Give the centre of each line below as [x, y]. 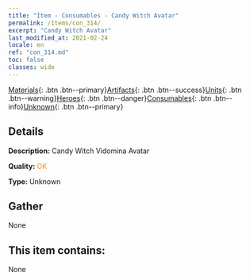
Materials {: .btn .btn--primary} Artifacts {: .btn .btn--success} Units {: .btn [125, 90]
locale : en [26, 45]
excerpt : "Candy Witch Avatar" [60, 30]
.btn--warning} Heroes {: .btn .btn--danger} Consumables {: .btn [110, 98]
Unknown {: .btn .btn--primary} [73, 106]
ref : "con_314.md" [38, 52]
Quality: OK [28, 166]
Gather [26, 206]
